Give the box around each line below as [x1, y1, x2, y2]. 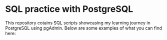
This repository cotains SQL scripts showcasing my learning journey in [5, 20, 151, 26]
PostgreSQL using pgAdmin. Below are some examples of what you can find [5, 25, 162, 31]
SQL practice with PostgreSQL [5, 3, 133, 15]
